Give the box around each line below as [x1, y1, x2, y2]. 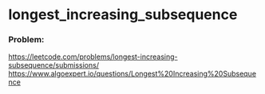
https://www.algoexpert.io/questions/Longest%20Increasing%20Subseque [8, 69, 257, 79]
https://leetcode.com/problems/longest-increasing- [8, 52, 178, 61]
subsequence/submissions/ [8, 61, 100, 70]
